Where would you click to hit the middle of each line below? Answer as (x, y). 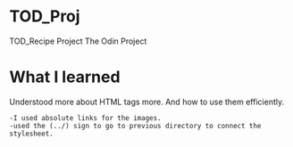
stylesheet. (31, 134)
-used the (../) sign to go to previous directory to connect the (135, 126)
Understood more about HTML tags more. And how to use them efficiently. (146, 102)
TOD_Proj (45, 16)
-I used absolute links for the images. (86, 118)
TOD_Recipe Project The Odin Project (78, 41)
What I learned (65, 77)
